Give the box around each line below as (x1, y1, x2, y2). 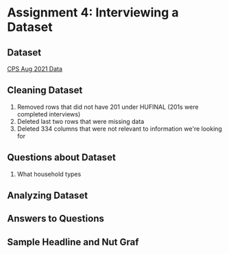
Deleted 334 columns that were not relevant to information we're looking (16, 125, 223, 133)
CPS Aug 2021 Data (7, 65, 63, 73)
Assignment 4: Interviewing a (7, 5, 179, 21)
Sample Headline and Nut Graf (7, 236, 139, 248)
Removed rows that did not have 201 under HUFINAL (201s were (16, 103, 199, 111)
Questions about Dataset (7, 152, 117, 164)
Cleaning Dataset (7, 84, 83, 97)
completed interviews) (16, 110, 81, 118)
